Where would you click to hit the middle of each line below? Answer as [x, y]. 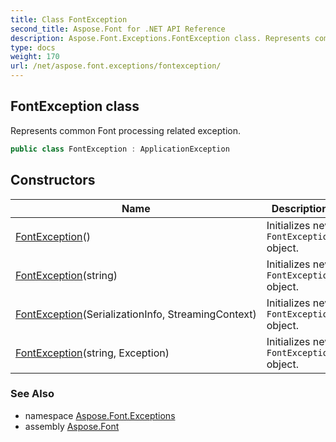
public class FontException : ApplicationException [120, 149]
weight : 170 [35, 57]
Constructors [53, 180]
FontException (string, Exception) [92, 353]
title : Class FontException [69, 19]
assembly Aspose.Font [72, 426]
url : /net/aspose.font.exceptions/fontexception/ [116, 66]
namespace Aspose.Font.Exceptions [100, 415]
